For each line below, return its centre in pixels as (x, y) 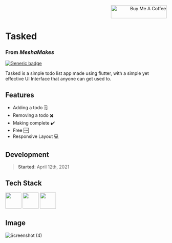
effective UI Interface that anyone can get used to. (58, 79)
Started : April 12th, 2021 (44, 167)
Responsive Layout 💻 (36, 136)
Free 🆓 (21, 130)
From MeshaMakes (30, 52)
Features (20, 95)
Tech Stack (24, 183)
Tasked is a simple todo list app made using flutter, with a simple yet (77, 73)
